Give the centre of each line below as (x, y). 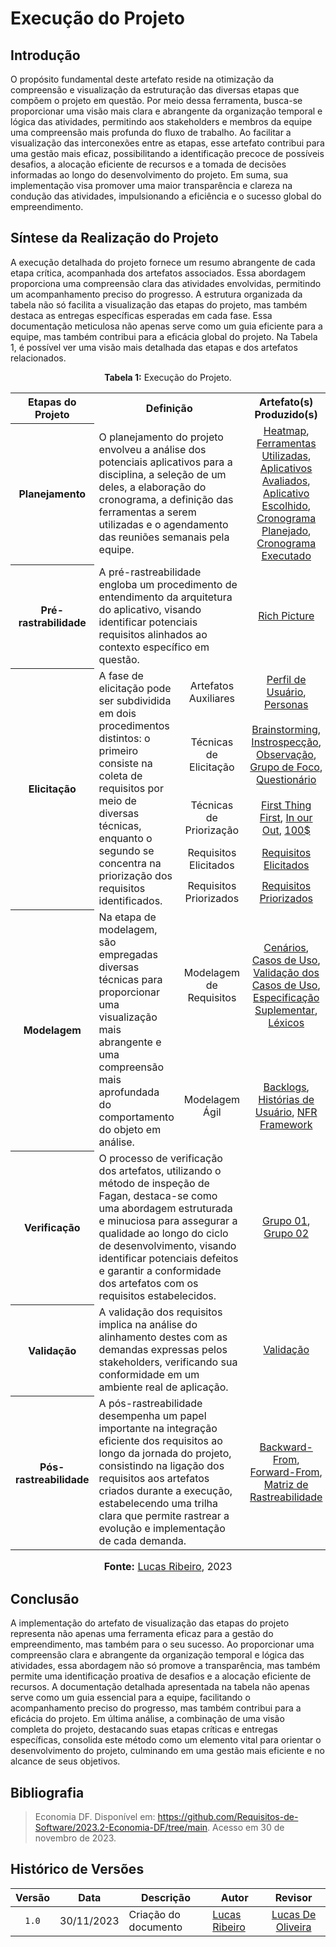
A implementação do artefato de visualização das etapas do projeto (150, 1623)
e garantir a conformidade (160, 1271)
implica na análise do (148, 1325)
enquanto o (125, 839)
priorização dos (135, 876)
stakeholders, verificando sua (168, 1362)
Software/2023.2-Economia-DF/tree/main (121, 1827)
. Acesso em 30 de (246, 1827)
